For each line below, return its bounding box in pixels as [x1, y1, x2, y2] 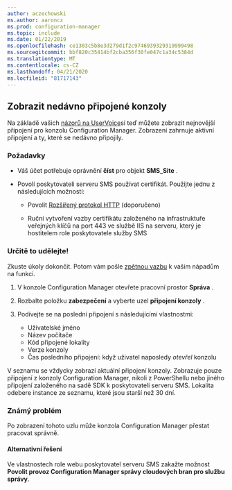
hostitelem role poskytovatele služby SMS [27, 229, 148, 237]
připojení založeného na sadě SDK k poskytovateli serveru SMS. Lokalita [7, 381, 215, 389]
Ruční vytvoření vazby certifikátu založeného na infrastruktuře [27, 214, 206, 223]
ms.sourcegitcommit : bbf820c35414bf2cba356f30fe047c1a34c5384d [7, 49, 194, 56]
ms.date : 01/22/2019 [7, 36, 67, 43]
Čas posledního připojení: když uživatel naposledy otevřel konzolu [27, 353, 217, 361]
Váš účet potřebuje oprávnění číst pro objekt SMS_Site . [17, 167, 178, 175]
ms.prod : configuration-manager [7, 23, 100, 30]
